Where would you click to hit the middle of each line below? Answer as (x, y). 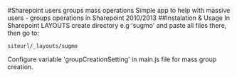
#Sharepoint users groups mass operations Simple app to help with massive (119, 10)
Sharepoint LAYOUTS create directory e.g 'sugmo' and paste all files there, (117, 25)
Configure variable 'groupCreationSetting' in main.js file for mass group (112, 59)
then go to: (23, 33)
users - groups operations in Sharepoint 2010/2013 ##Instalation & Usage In (118, 18)
